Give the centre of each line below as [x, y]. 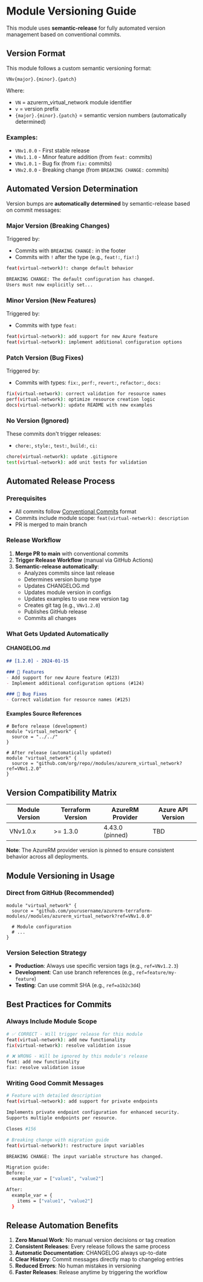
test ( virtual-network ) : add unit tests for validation [77, 462]
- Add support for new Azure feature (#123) [63, 678]
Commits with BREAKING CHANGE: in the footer [70, 251]
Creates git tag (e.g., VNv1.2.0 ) [62, 605]
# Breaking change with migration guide [58, 1140]
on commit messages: [34, 210]
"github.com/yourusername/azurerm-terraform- [94, 911]
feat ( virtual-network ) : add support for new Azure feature [82, 337]
